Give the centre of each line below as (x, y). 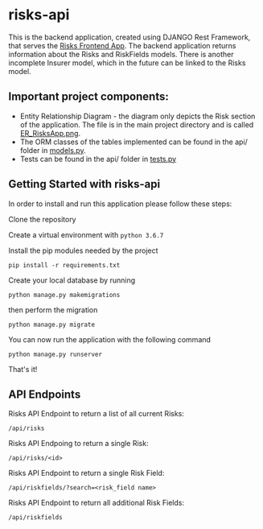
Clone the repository (42, 219)
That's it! (23, 369)
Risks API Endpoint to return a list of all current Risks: (97, 414)
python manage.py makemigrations (64, 295)
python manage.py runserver (55, 354)
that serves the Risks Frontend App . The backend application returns (122, 45)
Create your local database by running (72, 280)
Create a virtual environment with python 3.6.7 (86, 234)
